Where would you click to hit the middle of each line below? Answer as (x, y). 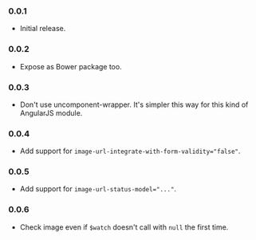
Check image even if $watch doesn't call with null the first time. (124, 227)
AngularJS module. (51, 112)
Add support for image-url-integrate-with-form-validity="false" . (130, 151)
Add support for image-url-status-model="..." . (98, 189)
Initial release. (43, 29)
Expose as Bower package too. (71, 66)
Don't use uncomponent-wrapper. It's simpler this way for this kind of (134, 104)
